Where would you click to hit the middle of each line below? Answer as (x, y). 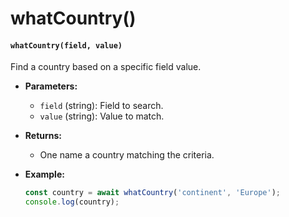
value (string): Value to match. (102, 116)
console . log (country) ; (72, 202)
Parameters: (51, 86)
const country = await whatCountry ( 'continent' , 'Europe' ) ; (152, 193)
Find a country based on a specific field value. (106, 67)
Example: (44, 174)
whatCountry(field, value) (66, 45)
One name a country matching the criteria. (127, 155)
